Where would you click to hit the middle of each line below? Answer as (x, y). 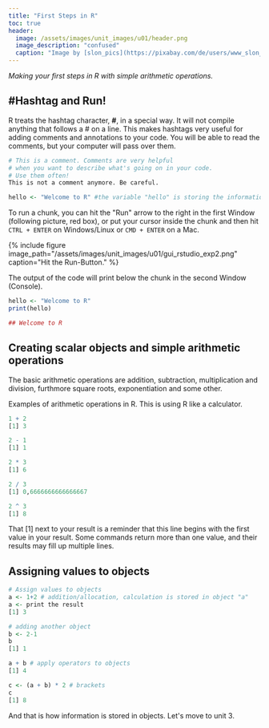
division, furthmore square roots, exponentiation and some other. (115, 388)
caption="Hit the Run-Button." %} (64, 262)
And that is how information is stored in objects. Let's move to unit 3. (121, 715)
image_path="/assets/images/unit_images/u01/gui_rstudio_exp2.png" (123, 254)
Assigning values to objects (79, 571)
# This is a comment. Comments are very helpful (91, 160)
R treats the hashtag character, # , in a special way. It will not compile (121, 120)
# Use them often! (39, 176)
